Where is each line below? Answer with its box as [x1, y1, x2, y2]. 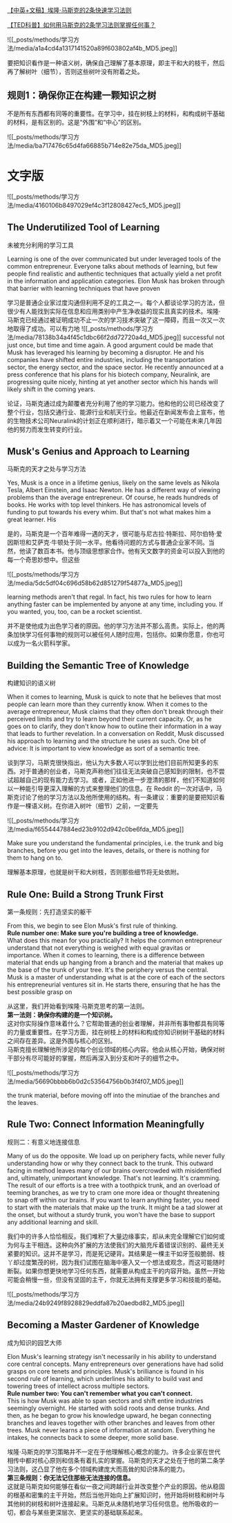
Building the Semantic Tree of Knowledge [7, 660, 190, 672]
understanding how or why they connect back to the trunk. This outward [7, 1159, 213, 1167]
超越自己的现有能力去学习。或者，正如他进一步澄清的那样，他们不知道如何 [12, 776, 225, 784]
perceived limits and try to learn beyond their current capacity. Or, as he [7, 715, 212, 723]
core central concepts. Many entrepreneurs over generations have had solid [7, 1360, 224, 1368]
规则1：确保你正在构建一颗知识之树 [7, 89, 157, 102]
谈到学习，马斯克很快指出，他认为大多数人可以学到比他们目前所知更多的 [7, 759, 213, 767]
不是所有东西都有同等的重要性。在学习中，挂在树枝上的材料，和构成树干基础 [7, 109, 225, 118]
